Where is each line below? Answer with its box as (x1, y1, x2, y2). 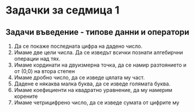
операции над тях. (14, 55, 61, 62)
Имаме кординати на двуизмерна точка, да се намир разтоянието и (14, 61, 187, 68)
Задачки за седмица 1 (5, 4, 120, 17)
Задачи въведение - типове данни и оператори (5, 27, 190, 37)
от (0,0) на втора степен (14, 68, 75, 74)
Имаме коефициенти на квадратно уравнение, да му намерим (14, 87, 173, 93)
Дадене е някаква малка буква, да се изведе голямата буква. (14, 80, 171, 87)
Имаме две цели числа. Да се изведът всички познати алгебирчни (14, 49, 183, 56)
